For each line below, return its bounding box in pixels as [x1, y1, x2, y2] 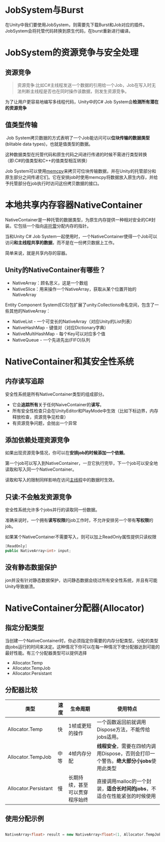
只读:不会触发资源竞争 [5, 492, 72, 501]
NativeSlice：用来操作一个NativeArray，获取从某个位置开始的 [12, 286, 137, 292]
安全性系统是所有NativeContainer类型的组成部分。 [5, 391, 107, 397]
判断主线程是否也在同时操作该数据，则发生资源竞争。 [21, 88, 129, 94]
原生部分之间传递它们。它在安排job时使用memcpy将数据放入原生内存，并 [5, 174, 154, 180]
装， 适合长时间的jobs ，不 [96, 785, 157, 792]
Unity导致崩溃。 [5, 583, 38, 589]
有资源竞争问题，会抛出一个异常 [12, 420, 77, 426]
